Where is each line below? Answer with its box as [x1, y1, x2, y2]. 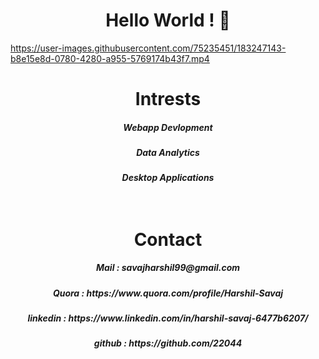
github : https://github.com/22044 [93, 337, 243, 349]
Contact [133, 228, 203, 251]
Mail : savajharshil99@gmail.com [95, 262, 241, 274]
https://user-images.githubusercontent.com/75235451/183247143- [10, 42, 287, 54]
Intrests [134, 88, 202, 111]
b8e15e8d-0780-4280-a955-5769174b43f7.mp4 [10, 52, 210, 64]
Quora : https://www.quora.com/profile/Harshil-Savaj [52, 287, 284, 299]
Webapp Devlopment [123, 121, 213, 133]
